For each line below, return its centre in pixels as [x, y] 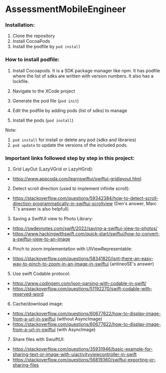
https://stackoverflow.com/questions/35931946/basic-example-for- [82, 349]
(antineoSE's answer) [132, 264]
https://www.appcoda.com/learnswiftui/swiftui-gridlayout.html [77, 179]
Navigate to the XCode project [44, 91]
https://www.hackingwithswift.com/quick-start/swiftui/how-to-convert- [86, 234]
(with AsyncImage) [76, 330]
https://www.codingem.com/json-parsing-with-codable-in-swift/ [79, 284]
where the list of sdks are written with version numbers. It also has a [83, 76]
